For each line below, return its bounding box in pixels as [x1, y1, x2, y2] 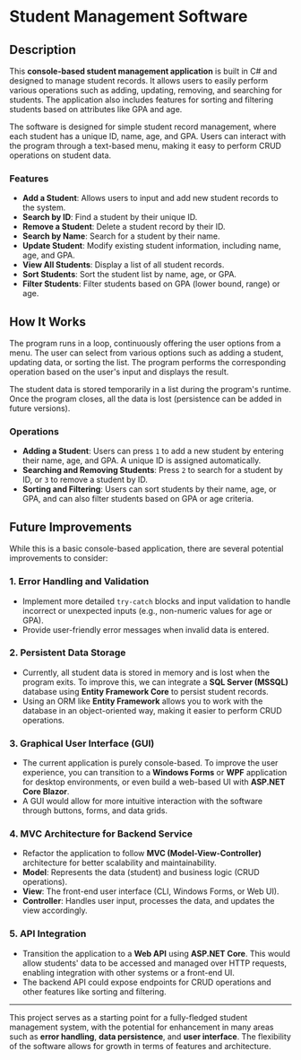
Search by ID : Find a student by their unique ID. [21, 212, 198, 223]
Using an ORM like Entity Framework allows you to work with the [21, 696, 263, 706]
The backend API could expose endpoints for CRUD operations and [21, 977, 271, 987]
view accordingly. [21, 905, 88, 916]
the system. [21, 202, 66, 213]
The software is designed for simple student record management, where [9, 121, 277, 132]
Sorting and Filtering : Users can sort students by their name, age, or [21, 484, 277, 495]
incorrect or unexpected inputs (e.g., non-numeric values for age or [21, 605, 273, 616]
